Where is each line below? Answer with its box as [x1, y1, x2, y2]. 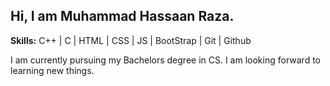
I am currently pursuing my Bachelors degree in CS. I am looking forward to [10, 54, 321, 66]
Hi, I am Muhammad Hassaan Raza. [10, 8, 235, 25]
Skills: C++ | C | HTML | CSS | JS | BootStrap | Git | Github [10, 34, 252, 46]
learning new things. [10, 64, 95, 76]
